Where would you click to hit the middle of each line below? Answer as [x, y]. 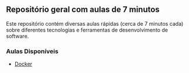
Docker [23, 64]
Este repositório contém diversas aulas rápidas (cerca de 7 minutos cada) [95, 23]
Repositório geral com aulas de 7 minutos [83, 10]
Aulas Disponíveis [32, 51]
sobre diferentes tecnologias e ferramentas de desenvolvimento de [87, 30]
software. [18, 36]
